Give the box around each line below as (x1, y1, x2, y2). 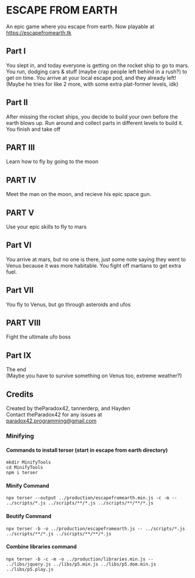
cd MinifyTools (6, 465, 43, 471)
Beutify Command (6, 512, 52, 519)
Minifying (6, 432, 34, 440)
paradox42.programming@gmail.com (6, 417, 97, 424)
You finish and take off (6, 126, 60, 133)
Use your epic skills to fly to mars (6, 224, 87, 230)
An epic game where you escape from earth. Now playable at (6, 23, 154, 30)
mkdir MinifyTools (6, 459, 51, 465)
